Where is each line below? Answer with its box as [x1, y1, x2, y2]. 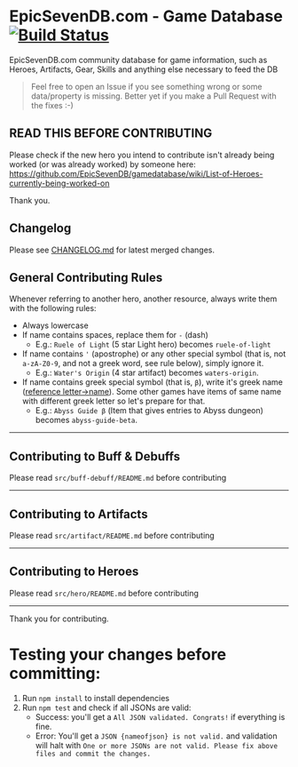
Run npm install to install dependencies [21, 692, 170, 703]
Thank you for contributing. [9, 613, 109, 624]
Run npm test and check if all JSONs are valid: [21, 702, 192, 713]
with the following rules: [9, 303, 97, 314]
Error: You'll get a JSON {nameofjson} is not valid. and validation [35, 731, 278, 741]
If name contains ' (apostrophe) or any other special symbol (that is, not [21, 348, 286, 359]
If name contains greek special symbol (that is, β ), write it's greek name [21, 377, 284, 387]
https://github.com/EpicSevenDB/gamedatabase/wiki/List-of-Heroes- [9, 168, 263, 179]
